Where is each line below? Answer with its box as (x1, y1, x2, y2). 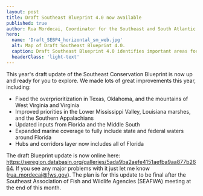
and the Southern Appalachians (14, 114, 94, 122)
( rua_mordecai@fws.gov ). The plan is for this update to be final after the (6, 171, 186, 178)
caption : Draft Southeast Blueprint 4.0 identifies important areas (11, 48, 188, 54)
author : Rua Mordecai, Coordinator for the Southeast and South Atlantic (6, 25, 196, 32)
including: (6, 83, 31, 91)
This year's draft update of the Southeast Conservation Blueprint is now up (6, 70, 193, 77)
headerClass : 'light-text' (11, 54, 80, 60)
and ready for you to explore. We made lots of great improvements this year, (6, 77, 196, 84)
